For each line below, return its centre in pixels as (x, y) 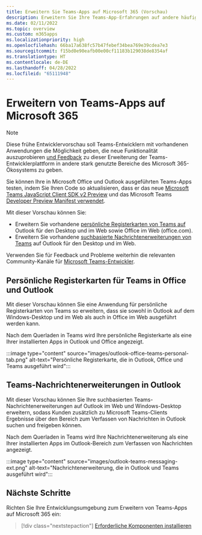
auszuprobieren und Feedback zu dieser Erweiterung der (77, 157)
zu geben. (51, 170)
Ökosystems (22, 170)
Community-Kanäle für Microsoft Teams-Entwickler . (71, 261)
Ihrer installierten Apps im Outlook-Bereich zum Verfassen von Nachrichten (99, 443)
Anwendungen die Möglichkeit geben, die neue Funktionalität (82, 151)
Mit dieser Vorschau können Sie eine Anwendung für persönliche (87, 304)
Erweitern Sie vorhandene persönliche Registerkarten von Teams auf (100, 224)
